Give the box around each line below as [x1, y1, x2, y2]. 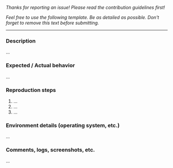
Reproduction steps [6, 86, 56, 94]
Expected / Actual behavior [6, 62, 75, 69]
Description [6, 37, 36, 44]
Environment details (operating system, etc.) [6, 122, 120, 129]
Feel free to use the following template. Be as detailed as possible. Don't [6, 14, 160, 20]
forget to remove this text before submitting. [6, 20, 99, 26]
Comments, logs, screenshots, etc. [6, 146, 95, 154]
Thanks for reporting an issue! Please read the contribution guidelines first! [6, 5, 165, 10]
